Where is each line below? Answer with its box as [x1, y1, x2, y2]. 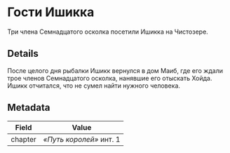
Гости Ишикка [7, 4, 95, 20]
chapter [11, 134, 36, 144]
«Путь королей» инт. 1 [43, 134, 121, 144]
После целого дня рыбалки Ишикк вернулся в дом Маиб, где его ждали [7, 66, 223, 74]
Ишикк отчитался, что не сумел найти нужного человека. [7, 81, 181, 90]
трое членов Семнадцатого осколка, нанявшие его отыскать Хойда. [7, 74, 212, 82]
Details [7, 48, 39, 60]
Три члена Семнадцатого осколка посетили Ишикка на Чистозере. [7, 27, 208, 36]
